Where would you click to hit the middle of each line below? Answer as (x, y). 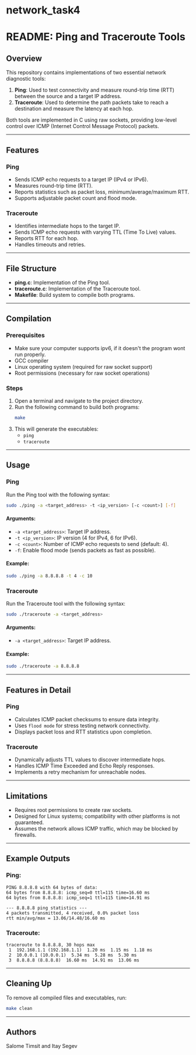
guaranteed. (29, 822)
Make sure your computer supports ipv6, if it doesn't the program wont (100, 348)
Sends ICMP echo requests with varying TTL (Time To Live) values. (95, 232)
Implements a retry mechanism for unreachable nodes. (80, 772)
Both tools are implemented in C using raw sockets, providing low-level (91, 120)
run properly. (30, 354)
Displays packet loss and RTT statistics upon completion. (83, 732)
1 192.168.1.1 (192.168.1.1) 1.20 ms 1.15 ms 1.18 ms (80, 950)
